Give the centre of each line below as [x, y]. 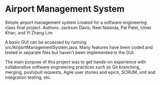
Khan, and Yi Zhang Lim [29, 33]
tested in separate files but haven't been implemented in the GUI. [70, 52]
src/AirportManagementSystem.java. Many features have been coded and [79, 47]
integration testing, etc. [28, 77]
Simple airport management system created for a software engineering [76, 22]
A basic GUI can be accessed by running [46, 42]
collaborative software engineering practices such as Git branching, [73, 67]
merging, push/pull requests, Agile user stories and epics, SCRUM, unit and [80, 72]
